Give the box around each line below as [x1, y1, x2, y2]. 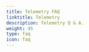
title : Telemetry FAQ [6, 8, 60, 15]
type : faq [6, 31, 31, 37]
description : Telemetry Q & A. [6, 20, 84, 26]
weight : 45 [6, 25, 33, 32]
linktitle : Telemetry [6, 14, 60, 20]
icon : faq [6, 36, 31, 42]
